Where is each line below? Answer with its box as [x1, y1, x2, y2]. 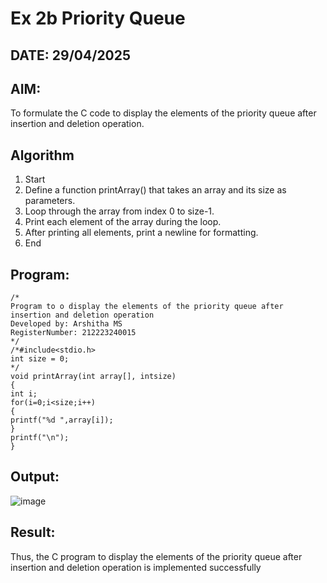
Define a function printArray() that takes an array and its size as [24, 184, 287, 196]
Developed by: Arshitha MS [10, 319, 123, 329]
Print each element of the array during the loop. [24, 216, 222, 228]
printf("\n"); [10, 433, 70, 443]
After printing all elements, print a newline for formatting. [24, 227, 259, 239]
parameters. [24, 195, 76, 207]
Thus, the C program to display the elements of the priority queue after [10, 550, 303, 562]
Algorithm [10, 147, 75, 164]
